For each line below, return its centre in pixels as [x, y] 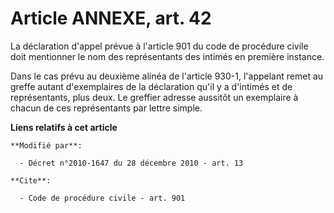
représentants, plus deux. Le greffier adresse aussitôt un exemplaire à [154, 97]
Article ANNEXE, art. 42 [111, 18]
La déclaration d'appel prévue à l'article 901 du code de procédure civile [159, 46]
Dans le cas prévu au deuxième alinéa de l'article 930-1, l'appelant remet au [167, 76]
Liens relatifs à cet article [64, 127]
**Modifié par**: [46, 145]
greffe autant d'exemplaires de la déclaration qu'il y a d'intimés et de [151, 86]
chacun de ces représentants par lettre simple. [106, 108]
